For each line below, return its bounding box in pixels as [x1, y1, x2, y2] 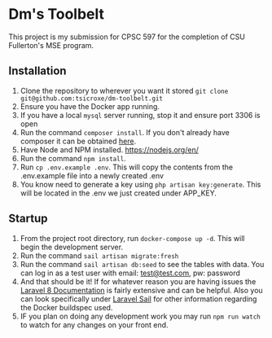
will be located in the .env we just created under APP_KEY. [20, 188, 217, 198]
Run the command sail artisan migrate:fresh [20, 250, 179, 261]
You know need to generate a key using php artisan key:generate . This [20, 179, 261, 189]
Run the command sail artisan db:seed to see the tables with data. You [20, 259, 265, 269]
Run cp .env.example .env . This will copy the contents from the [20, 162, 234, 172]
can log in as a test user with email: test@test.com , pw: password [20, 268, 240, 278]
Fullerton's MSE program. [8, 40, 94, 50]
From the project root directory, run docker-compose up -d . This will [20, 233, 245, 243]
